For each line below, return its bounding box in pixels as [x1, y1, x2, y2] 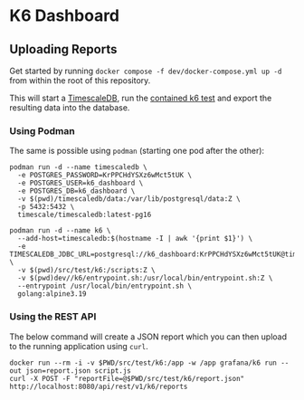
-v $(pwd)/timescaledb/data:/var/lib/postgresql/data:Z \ [17, 195, 242, 204]
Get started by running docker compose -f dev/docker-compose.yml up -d [9, 65, 282, 76]
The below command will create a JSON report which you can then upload [9, 331, 288, 342]
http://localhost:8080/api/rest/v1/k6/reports [9, 382, 188, 391]
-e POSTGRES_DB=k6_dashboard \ [17, 186, 136, 195]
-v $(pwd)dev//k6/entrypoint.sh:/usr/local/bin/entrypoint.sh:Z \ [17, 273, 273, 283]
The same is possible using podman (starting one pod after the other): [9, 146, 265, 157]
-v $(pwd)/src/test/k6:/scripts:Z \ [17, 266, 156, 275]
